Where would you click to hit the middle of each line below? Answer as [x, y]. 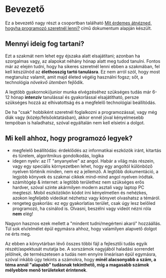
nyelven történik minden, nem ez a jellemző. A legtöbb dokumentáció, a [85, 171]
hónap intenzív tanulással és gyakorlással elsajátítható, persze [75, 97]
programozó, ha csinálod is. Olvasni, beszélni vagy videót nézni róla [82, 208]
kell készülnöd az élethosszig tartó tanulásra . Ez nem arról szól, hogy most [83, 72]
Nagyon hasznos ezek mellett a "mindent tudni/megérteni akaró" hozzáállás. [83, 223]
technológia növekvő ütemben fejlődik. [45, 82]
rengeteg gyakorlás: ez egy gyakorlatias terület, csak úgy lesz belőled [84, 203]
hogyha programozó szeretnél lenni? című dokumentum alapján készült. [79, 28]
